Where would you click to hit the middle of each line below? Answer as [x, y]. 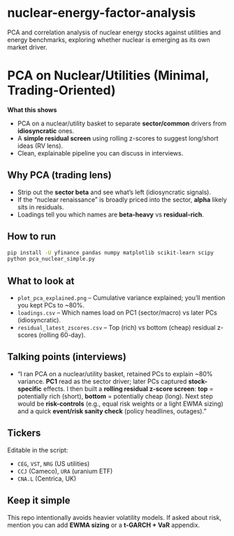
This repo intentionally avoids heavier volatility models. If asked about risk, [115, 517]
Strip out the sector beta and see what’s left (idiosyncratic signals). [114, 192]
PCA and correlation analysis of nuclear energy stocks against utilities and [114, 32]
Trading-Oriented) [62, 91]
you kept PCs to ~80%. [51, 305]
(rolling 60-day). [62, 335]
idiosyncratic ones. [46, 130]
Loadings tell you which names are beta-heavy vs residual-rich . [111, 214]
